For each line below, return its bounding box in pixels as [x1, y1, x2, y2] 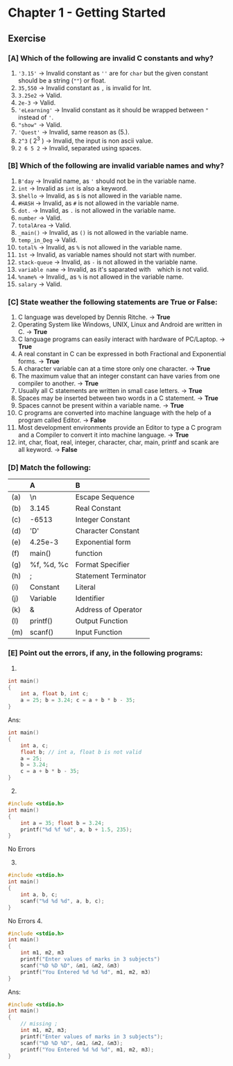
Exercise [8, 33, 46, 44]
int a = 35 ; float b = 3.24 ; [20, 819, 105, 826]
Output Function [75, 616, 128, 626]
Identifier [75, 594, 105, 604]
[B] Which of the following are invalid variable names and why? [8, 161, 225, 171]
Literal [75, 582, 96, 592]
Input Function [75, 627, 123, 637]
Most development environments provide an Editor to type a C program [17, 423, 222, 432]
